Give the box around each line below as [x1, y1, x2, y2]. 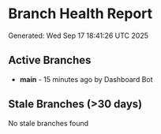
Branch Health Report [8, 5, 153, 23]
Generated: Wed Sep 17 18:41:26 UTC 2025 [8, 31, 148, 40]
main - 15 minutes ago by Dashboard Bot [19, 74, 153, 84]
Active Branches [8, 54, 92, 67]
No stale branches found [8, 118, 89, 128]
